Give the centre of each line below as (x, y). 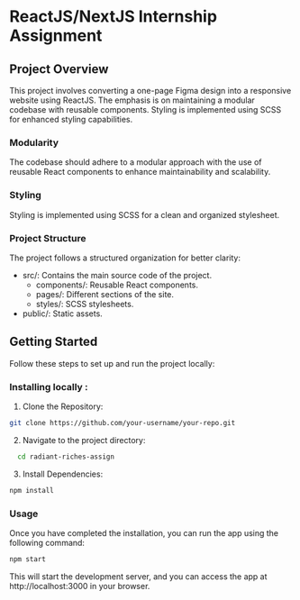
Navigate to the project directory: (84, 440)
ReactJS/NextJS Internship (114, 17)
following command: (47, 542)
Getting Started (54, 342)
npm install (32, 490)
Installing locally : (49, 386)
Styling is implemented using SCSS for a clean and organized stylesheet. (145, 214)
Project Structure (48, 238)
